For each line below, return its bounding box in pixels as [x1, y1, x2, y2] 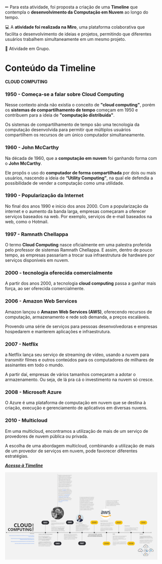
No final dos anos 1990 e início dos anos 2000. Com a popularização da [5, 203, 148, 209]
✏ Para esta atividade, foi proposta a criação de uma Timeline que [5, 4, 138, 10]
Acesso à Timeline [5, 462, 44, 468]
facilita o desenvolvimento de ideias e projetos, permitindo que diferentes [5, 31, 151, 37]
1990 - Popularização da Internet [5, 192, 84, 199]
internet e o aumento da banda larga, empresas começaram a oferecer [5, 208, 146, 214]
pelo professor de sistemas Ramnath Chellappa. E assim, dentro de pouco [5, 247, 152, 253]
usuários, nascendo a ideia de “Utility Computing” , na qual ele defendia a [5, 175, 153, 181]
